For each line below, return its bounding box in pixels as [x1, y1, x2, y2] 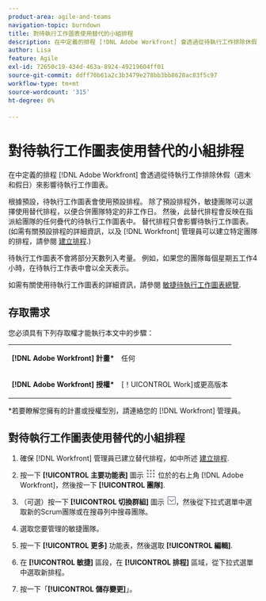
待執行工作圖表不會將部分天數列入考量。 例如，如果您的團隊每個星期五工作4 [8, 254, 257, 263]
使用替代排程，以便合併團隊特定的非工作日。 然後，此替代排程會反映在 [14, 207, 246, 216]
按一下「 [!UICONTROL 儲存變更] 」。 [19, 584, 137, 594]
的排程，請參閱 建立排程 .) [8, 236, 92, 246]
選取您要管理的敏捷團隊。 [19, 524, 104, 534]
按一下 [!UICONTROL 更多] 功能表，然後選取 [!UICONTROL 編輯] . [19, 541, 234, 550]
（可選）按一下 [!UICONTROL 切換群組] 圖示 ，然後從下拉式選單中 [19, 497, 245, 507]
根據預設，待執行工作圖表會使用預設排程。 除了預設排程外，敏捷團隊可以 [8, 197, 246, 206]
